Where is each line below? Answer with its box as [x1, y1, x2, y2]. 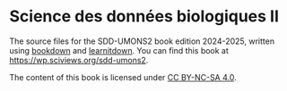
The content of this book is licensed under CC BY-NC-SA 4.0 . [9, 71, 237, 82]
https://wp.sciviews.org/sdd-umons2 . [9, 54, 149, 65]
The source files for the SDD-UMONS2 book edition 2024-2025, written [9, 36, 275, 46]
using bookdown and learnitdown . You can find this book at [9, 45, 229, 55]
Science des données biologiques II [9, 6, 280, 27]
